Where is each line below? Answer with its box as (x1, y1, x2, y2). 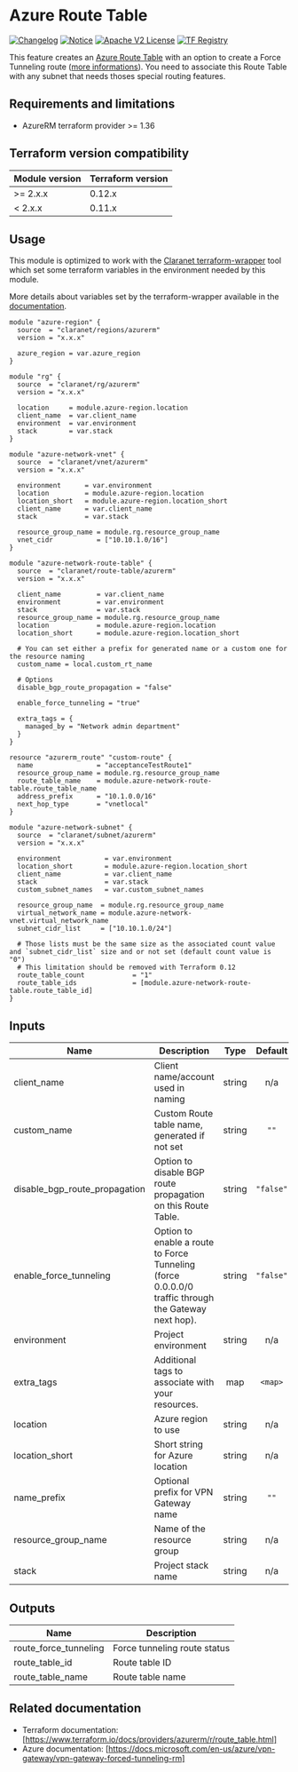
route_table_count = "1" (17, 971, 153, 980)
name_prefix (13, 1491, 67, 1504)
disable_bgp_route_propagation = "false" (17, 683, 173, 693)
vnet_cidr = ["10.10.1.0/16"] (17, 536, 169, 544)
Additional (153, 1354, 197, 1366)
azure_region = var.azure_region (17, 349, 141, 358)
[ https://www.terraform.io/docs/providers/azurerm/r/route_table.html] (21, 1734, 278, 1744)
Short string (153, 1438, 204, 1450)
